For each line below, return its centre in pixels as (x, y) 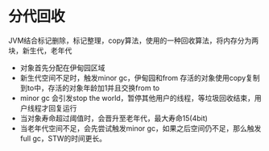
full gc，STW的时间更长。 (63, 138)
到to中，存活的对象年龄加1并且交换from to (89, 88)
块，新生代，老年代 (40, 50)
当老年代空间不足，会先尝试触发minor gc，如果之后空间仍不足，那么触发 (141, 128)
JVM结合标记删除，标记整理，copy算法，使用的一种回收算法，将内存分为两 (134, 40)
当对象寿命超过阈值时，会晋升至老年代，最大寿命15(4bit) (114, 118)
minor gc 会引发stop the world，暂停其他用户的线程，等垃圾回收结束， (137, 98)
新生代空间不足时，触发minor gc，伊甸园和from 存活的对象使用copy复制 (140, 78)
